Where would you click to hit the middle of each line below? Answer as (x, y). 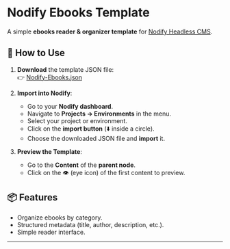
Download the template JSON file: (65, 69)
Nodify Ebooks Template (78, 13)
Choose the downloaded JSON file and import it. (96, 138)
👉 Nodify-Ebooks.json (49, 77)
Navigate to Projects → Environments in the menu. (99, 114)
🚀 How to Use (36, 53)
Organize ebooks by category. (60, 218)
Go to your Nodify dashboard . (70, 106)
